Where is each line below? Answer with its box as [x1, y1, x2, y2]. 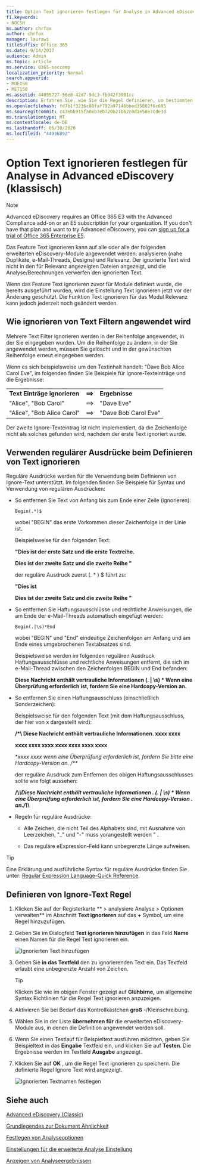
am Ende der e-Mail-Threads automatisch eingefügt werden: [14, 612, 164, 620]
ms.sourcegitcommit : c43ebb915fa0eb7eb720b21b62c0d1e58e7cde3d [6, 109, 167, 114]
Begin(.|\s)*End [14, 624, 55, 630]
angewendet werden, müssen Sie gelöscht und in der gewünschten [6, 345, 171, 352]
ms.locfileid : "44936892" [6, 131, 70, 137]
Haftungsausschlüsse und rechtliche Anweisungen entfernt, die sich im [14, 658, 190, 666]
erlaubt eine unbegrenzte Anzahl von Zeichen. [14, 965, 129, 973]
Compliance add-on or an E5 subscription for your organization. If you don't [6, 219, 192, 227]
